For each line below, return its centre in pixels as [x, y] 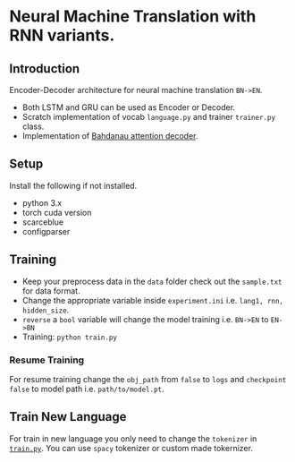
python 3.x [42, 202]
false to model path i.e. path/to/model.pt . [87, 389]
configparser [46, 231]
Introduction [45, 68]
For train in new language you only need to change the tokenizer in [133, 438]
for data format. [51, 291]
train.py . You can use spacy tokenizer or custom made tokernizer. [131, 448]
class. [33, 126]
